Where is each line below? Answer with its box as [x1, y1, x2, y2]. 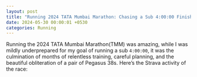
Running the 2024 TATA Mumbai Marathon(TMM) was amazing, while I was [6, 41, 188, 48]
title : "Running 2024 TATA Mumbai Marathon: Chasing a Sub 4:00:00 [6, 14, 175, 20]
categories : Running [6, 24, 57, 31]
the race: [6, 65, 28, 73]
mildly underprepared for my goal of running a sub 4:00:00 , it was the [6, 47, 174, 54]
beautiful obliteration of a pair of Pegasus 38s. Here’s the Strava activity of [6, 60, 186, 66]
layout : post [6, 8, 38, 15]
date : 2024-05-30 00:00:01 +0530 [6, 19, 88, 25]
